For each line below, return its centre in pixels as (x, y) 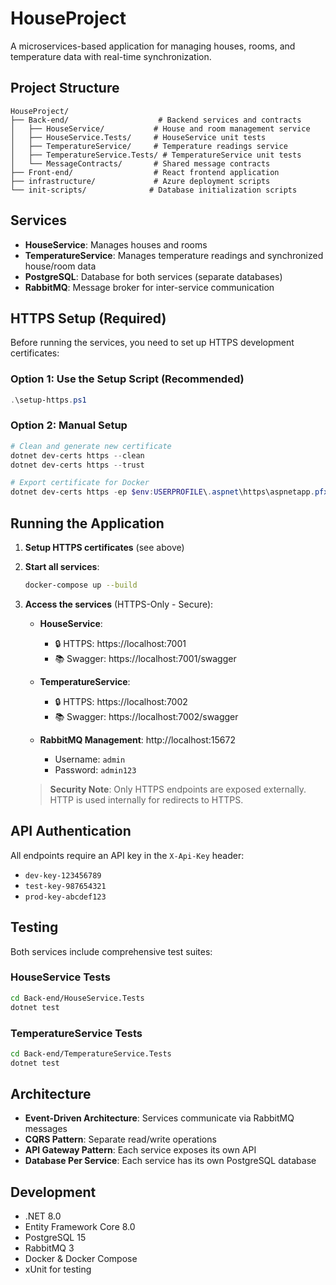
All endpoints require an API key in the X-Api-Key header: (127, 855)
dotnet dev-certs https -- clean (77, 455)
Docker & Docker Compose (81, 1259)
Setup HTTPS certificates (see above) (104, 548)
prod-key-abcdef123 (65, 897)
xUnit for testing (58, 1269)
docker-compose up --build (81, 585)
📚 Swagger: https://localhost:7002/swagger (146, 716)
